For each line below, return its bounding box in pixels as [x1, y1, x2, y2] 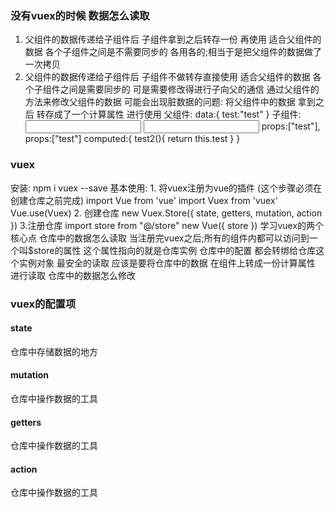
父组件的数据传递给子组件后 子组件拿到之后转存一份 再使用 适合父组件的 [24, 33, 322, 46]
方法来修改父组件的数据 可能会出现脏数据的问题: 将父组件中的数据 [24, 96, 296, 108]
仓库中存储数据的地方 [10, 345, 98, 357]
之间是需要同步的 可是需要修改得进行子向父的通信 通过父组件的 [59, 83, 320, 96]
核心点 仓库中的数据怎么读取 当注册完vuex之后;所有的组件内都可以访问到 [10, 232, 310, 244]
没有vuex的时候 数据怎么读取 [10, 8, 150, 22]
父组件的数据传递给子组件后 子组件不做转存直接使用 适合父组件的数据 [24, 71, 311, 83]
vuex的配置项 [10, 297, 77, 311]
